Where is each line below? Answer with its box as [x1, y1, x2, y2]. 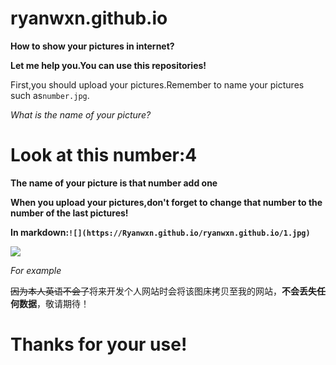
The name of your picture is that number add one [10, 177, 218, 189]
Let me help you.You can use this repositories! [10, 59, 207, 71]
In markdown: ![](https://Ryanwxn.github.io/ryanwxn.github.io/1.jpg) [10, 226, 311, 238]
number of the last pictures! [10, 207, 129, 219]
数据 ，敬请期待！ [18, 297, 90, 309]
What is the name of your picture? [10, 108, 152, 121]
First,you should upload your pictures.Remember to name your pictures [10, 78, 305, 91]
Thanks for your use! [10, 333, 188, 356]
